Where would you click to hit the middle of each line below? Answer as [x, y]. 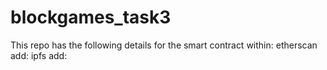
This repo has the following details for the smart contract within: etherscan [164, 45]
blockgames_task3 [91, 17]
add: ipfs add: [39, 55]
